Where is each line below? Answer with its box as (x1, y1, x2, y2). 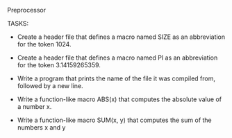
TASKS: (7, 19, 29, 27)
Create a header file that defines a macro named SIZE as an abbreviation (17, 33, 226, 41)
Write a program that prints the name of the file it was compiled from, (17, 74, 215, 83)
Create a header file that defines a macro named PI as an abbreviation (17, 53, 218, 62)
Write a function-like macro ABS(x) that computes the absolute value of (17, 95, 222, 103)
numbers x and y (17, 123, 66, 131)
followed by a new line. (17, 82, 83, 89)
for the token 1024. (17, 40, 72, 48)
